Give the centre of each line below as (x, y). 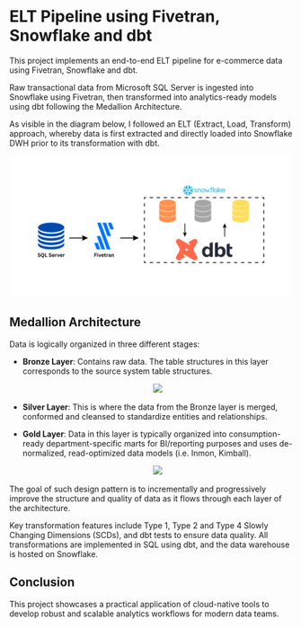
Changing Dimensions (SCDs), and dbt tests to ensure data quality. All (139, 535)
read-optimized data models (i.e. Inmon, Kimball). (160, 453)
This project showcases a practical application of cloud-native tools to (139, 604)
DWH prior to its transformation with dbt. (84, 143)
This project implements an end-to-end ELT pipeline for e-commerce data (146, 60)
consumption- (255, 434)
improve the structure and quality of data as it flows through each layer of (146, 498)
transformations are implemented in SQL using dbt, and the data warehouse (150, 544)
